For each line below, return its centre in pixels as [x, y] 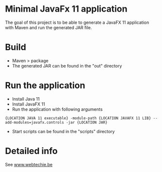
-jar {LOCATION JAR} [87, 122]
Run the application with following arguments [57, 109]
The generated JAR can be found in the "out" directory [67, 66]
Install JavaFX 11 [28, 104]
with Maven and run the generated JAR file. [49, 27]
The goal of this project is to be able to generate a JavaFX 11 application [77, 22]
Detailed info [31, 151]
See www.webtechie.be [29, 164]
